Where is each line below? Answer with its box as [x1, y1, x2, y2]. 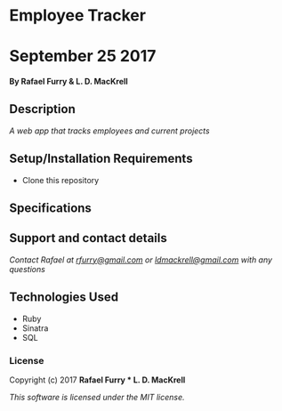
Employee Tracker [9, 5, 147, 26]
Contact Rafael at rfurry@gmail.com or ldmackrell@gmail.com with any [9, 254, 273, 265]
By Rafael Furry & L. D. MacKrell [9, 76, 129, 86]
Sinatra [21, 322, 49, 334]
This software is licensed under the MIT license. [9, 391, 185, 402]
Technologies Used [9, 290, 118, 305]
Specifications [9, 200, 92, 215]
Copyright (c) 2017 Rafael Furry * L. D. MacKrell [9, 375, 186, 385]
